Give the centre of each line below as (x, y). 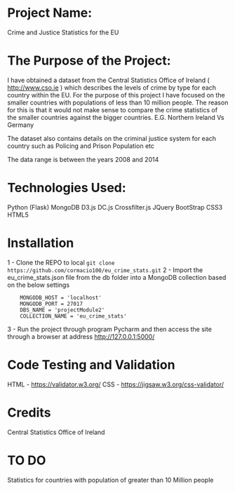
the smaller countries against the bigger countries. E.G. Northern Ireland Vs (116, 117)
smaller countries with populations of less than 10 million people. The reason (118, 102)
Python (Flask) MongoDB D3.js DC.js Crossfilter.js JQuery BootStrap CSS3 (115, 207)
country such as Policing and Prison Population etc (81, 146)
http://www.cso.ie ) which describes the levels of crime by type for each (112, 87)
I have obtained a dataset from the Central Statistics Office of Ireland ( (109, 80)
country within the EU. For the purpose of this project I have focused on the (116, 95)
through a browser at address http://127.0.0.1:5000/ (81, 336)
